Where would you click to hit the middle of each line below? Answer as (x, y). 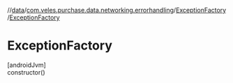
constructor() (26, 72)
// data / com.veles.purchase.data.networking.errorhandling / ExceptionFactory (116, 10)
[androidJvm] (27, 65)
